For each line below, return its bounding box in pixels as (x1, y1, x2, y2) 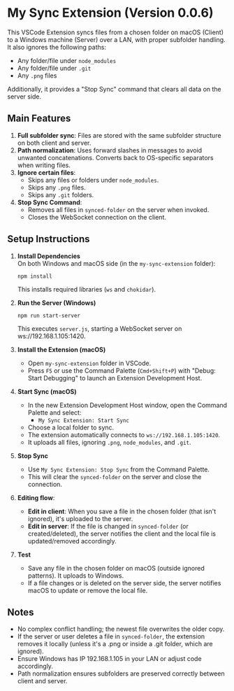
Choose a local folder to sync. (27, 423, 115, 432)
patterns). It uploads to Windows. (27, 571, 124, 580)
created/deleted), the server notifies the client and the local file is (27, 529, 217, 538)
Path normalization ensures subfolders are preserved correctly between (17, 669, 225, 678)
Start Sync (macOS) (17, 387, 77, 396)
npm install (17, 273, 52, 280)
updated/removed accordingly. (27, 536, 117, 545)
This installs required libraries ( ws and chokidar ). (17, 285, 156, 293)
